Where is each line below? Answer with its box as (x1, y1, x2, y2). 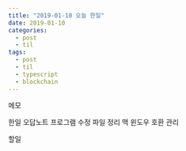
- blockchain (15, 77, 59, 85)
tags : (8, 48, 26, 56)
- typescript (15, 70, 59, 78)
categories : (8, 26, 47, 34)
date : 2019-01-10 (8, 19, 66, 27)
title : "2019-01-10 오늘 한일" (8, 11, 105, 20)
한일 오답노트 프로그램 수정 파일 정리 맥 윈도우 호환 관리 (8, 117, 180, 126)
